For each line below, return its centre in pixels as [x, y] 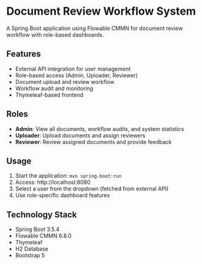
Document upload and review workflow [65, 81]
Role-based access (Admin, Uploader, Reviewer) [77, 75]
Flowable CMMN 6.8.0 [43, 236]
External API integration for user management [73, 69]
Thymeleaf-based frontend [49, 95]
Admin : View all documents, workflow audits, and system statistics [100, 129]
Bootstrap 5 [30, 255]
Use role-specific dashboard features [62, 195]
